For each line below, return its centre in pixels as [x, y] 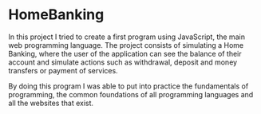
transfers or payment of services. [63, 70]
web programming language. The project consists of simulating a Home [126, 45]
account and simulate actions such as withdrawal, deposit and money [123, 62]
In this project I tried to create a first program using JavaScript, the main [127, 37]
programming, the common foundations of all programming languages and [131, 94]
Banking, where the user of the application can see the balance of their [125, 53]
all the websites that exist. [51, 103]
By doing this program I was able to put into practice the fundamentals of [129, 86]
